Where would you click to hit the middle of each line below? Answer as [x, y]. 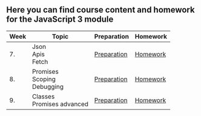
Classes [44, 96]
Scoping [44, 79]
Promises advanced [61, 104]
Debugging [48, 86]
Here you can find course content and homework [100, 10]
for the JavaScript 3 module [60, 20]
